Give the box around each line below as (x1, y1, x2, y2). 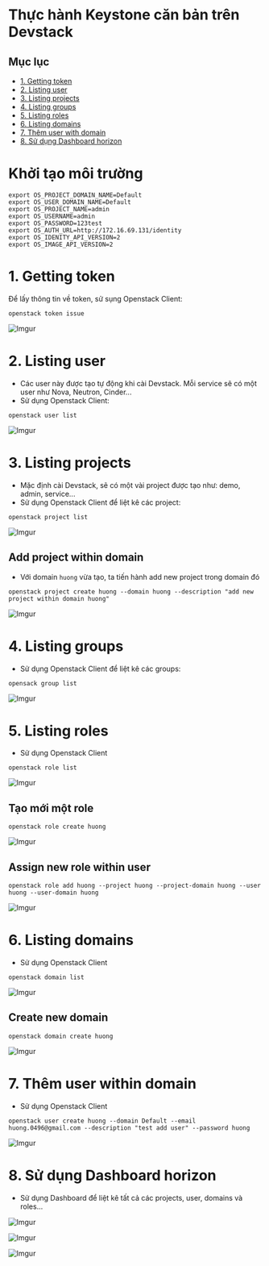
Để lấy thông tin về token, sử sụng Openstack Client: (8, 294, 183, 303)
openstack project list (8, 513, 89, 521)
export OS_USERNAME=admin (8, 212, 95, 220)
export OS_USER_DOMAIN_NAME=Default (8, 198, 131, 206)
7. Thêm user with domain (19, 127, 106, 137)
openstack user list (8, 411, 78, 419)
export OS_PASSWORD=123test (8, 219, 103, 227)
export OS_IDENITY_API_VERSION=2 (8, 233, 121, 241)
